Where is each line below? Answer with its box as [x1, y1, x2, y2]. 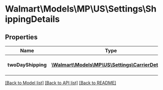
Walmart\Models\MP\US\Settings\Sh [5, 3, 157, 15]
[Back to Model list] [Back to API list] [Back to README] [5, 80, 116, 86]
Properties [5, 33, 38, 41]
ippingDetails [5, 14, 60, 25]
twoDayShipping [7, 61, 47, 68]
